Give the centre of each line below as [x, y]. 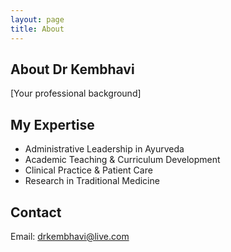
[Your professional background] [76, 93]
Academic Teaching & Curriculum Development [122, 160]
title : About [37, 29]
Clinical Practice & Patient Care [88, 170]
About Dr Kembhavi [72, 69]
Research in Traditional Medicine [92, 181]
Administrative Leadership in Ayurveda [104, 149]
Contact [36, 212]
